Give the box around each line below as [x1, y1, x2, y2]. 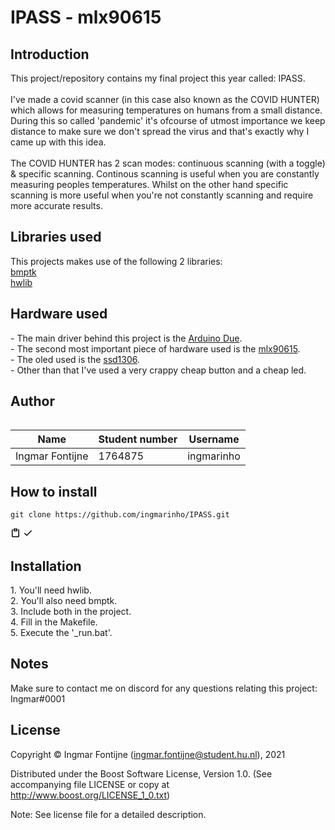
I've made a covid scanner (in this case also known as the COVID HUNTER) [10, 94, 320, 105]
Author [10, 393, 55, 410]
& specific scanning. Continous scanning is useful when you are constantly [10, 168, 320, 180]
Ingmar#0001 [10, 692, 66, 705]
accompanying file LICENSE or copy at [10, 778, 170, 790]
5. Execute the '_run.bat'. [10, 627, 113, 639]
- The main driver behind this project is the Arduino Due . [10, 332, 243, 344]
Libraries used [10, 229, 102, 246]
